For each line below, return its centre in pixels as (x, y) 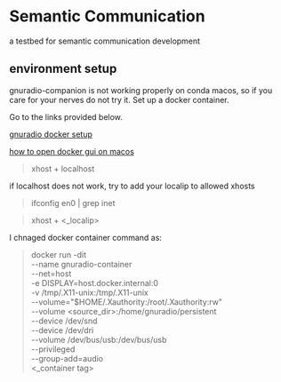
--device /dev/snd (64, 321)
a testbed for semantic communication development (105, 41)
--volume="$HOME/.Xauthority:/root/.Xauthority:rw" (126, 302)
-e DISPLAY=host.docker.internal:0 (94, 283)
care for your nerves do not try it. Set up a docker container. (119, 99)
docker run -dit (59, 254)
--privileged (53, 349)
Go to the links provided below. (66, 116)
